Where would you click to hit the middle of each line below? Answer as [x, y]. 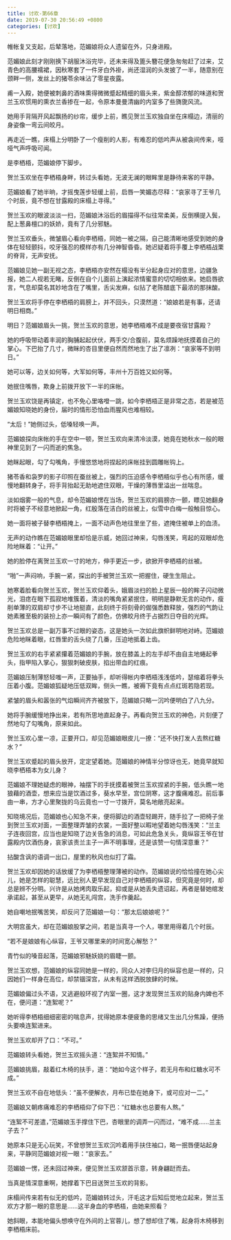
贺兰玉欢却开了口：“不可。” [45, 1040]
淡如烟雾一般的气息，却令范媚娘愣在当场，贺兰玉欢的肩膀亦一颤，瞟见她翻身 [115, 500]
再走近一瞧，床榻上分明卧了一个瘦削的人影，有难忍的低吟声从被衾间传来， [112, 140]
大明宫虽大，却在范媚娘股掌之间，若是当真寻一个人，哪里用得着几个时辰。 [112, 927]
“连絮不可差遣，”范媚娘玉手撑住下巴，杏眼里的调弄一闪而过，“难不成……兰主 [114, 1122]
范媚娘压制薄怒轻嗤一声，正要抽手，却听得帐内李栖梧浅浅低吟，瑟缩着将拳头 [115, 677]
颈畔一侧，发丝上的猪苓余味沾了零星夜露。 [67, 78]
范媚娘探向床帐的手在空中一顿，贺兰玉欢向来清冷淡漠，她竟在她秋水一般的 [112, 439]
